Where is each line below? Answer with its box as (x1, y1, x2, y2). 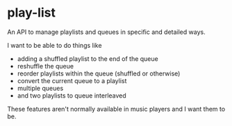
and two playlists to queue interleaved (17, 91, 126, 100)
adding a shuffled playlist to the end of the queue (17, 54, 158, 63)
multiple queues (17, 84, 64, 92)
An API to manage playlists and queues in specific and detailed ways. (7, 28, 206, 36)
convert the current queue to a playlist (17, 76, 127, 84)
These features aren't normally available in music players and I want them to (7, 105, 226, 113)
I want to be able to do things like (7, 41, 102, 49)
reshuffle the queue (17, 62, 74, 70)
